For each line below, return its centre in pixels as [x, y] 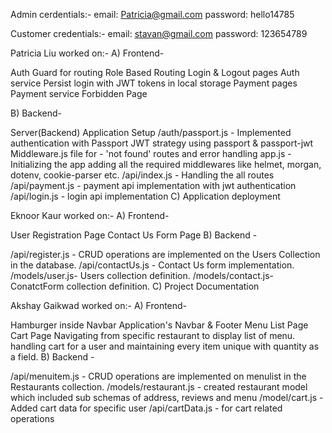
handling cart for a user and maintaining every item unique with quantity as [165, 346]
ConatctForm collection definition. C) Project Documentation [135, 286]
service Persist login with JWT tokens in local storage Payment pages [154, 83]
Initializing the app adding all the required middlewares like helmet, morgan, [166, 164]
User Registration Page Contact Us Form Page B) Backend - [134, 235]
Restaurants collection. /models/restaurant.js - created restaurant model [159, 387]
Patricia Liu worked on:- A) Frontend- [87, 53]
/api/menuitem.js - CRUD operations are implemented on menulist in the [158, 376]
